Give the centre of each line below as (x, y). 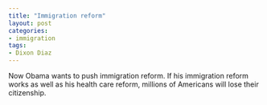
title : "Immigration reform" (57, 16)
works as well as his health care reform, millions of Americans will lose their (133, 84)
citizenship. (27, 93)
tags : (17, 46)
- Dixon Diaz (30, 53)
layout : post (30, 23)
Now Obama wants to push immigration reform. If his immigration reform (129, 76)
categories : (28, 30)
